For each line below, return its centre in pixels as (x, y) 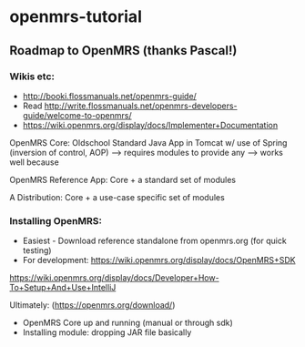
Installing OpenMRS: (56, 220)
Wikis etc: (32, 77)
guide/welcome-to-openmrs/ (77, 115)
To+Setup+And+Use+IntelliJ (63, 288)
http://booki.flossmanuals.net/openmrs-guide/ (110, 96)
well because (34, 162)
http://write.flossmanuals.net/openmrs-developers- (141, 106)
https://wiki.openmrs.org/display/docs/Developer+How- (115, 278)
